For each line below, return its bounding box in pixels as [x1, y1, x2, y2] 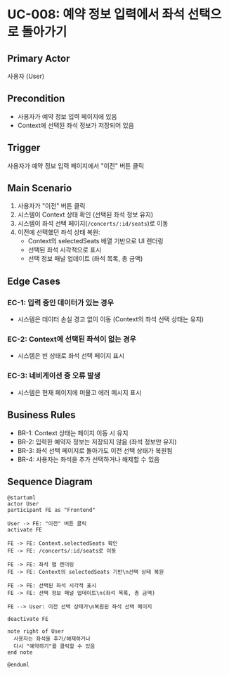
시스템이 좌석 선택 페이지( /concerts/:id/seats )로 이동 [17, 219, 169, 228]
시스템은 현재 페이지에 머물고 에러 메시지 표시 [17, 388, 142, 397]
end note [7, 649, 33, 656]
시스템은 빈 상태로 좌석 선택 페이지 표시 [17, 352, 125, 360]
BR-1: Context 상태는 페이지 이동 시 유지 [17, 428, 129, 437]
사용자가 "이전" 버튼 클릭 [17, 202, 86, 210]
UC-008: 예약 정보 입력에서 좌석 [7, 6, 185, 22]
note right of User [7, 628, 65, 635]
